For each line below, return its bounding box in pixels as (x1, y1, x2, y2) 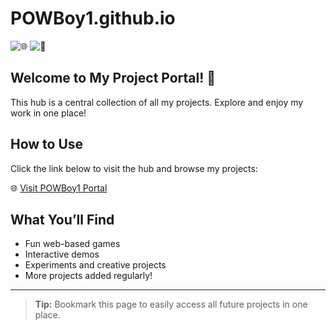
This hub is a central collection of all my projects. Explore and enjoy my (10, 96, 304, 108)
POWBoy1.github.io (10, 7, 176, 30)
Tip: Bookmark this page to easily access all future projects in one (34, 298, 308, 311)
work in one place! (10, 107, 87, 119)
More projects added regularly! (24, 270, 153, 282)
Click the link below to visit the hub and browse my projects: (10, 162, 258, 174)
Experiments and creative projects (24, 259, 167, 271)
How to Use (10, 136, 84, 153)
